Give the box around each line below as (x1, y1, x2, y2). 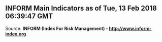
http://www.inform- (109, 25, 152, 31)
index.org (5, 30, 26, 37)
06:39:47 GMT (5, 12, 53, 21)
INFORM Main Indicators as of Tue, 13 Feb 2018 (5, 4, 157, 13)
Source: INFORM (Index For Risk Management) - (5, 25, 108, 31)
